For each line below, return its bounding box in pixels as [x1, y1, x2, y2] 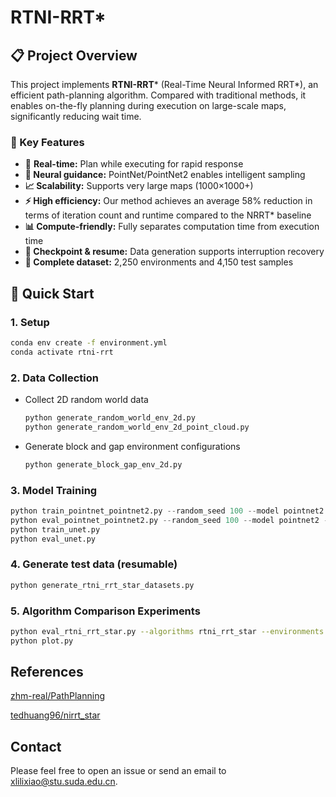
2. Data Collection [10, 371, 99, 385]
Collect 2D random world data [24, 394, 149, 406]
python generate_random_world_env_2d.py [24, 413, 196, 423]
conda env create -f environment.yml [10, 337, 168, 348]
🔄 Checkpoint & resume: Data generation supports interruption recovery [24, 246, 325, 258]
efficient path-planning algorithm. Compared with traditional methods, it [10, 89, 307, 101]
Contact [10, 738, 62, 755]
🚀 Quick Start [10, 285, 95, 302]
